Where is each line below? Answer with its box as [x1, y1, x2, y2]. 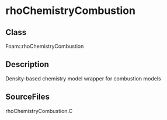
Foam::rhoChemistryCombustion [5, 43, 84, 50]
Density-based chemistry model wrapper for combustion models [5, 75, 161, 82]
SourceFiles [5, 92, 50, 102]
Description [5, 59, 49, 69]
